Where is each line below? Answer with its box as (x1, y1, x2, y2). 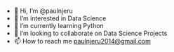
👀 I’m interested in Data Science (13, 14, 107, 22)
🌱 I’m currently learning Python (13, 22, 104, 30)
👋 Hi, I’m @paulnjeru (13, 7, 74, 15)
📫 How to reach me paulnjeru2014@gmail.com (13, 37, 151, 45)
